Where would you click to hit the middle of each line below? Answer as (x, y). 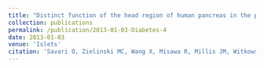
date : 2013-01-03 (37, 37)
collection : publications (50, 23)
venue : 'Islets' (35, 45)
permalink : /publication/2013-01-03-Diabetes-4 (88, 30)
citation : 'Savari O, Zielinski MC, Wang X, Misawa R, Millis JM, (119, 52)
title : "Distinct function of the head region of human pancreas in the (130, 15)
